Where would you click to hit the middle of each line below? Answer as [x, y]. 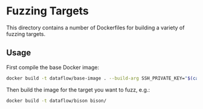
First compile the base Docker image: [53, 67]
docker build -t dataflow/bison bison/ [56, 101]
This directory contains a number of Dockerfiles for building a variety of [95, 28]
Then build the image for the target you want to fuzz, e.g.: [78, 90]
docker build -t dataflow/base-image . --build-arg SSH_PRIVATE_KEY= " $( [100, 78]
